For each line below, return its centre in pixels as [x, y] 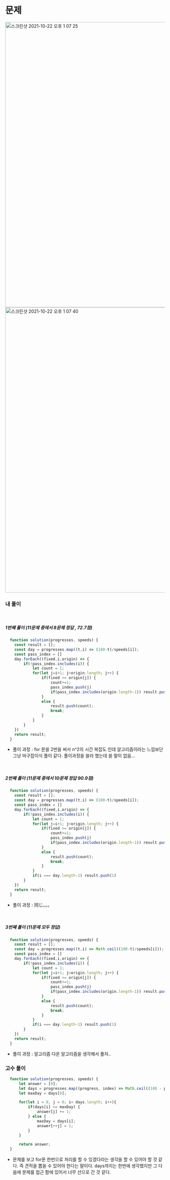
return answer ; [35, 1145]
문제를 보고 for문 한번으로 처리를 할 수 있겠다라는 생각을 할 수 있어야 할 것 [85, 1160]
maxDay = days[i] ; [56, 1121]
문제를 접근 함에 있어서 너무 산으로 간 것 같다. [67, 1172]
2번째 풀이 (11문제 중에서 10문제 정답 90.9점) [49, 778]
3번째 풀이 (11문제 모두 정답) [33, 927]
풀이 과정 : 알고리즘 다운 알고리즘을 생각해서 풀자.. [62, 1054]
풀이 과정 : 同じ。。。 [32, 905]
